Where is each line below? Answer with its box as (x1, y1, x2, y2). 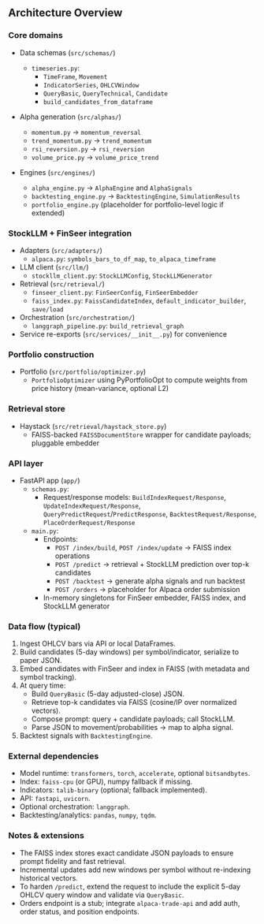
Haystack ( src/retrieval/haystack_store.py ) (19, 421, 167, 430)
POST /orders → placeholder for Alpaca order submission (54, 584, 240, 594)
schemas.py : (31, 484, 69, 494)
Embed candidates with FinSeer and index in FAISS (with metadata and (19, 664, 250, 673)
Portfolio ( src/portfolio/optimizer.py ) (19, 367, 147, 377)
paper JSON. (19, 656, 62, 665)
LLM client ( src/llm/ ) (19, 262, 89, 271)
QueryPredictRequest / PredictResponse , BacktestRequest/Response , (43, 509, 257, 519)
